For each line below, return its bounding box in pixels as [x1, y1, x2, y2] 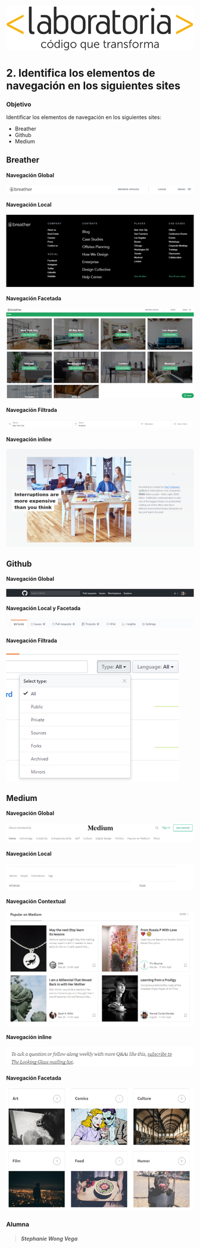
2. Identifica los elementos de [6, 66, 156, 80]
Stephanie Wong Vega [20, 1235, 78, 1242]
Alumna [6, 1220, 30, 1228]
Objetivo [6, 100, 32, 108]
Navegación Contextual [6, 897, 66, 905]
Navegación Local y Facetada [6, 605, 81, 612]
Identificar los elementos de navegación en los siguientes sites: [6, 113, 162, 121]
